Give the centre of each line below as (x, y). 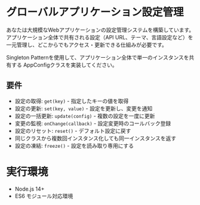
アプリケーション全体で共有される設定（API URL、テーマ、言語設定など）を (100, 37)
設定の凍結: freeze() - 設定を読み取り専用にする (74, 145)
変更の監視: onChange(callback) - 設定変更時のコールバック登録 (93, 123)
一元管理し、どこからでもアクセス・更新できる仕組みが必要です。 (87, 45)
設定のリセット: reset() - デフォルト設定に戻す (73, 131)
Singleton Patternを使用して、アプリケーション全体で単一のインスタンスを (98, 57)
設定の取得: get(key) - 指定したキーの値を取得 (72, 101)
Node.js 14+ (30, 189)
